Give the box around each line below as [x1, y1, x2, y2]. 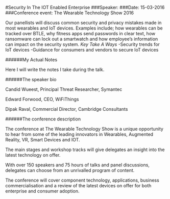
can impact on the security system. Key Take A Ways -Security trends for [5, 41, 160, 47]
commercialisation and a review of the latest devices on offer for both [5, 183, 152, 188]
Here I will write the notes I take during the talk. [5, 66, 105, 72]
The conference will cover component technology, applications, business [5, 177, 159, 183]
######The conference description [5, 116, 81, 122]
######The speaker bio [5, 77, 57, 82]
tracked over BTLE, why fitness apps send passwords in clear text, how [5, 31, 156, 36]
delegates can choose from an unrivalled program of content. [5, 167, 135, 173]
